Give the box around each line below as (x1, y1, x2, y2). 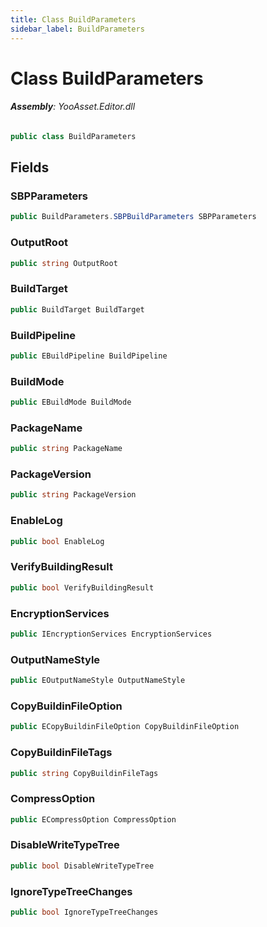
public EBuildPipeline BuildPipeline (10, 351, 168, 361)
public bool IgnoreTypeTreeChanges (10, 907, 159, 918)
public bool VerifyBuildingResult (10, 582, 155, 593)
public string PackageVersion (10, 490, 137, 500)
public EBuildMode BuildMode (10, 397, 132, 408)
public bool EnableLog (10, 536, 105, 546)
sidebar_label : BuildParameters (10, 24, 145, 34)
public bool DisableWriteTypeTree (10, 861, 155, 871)
